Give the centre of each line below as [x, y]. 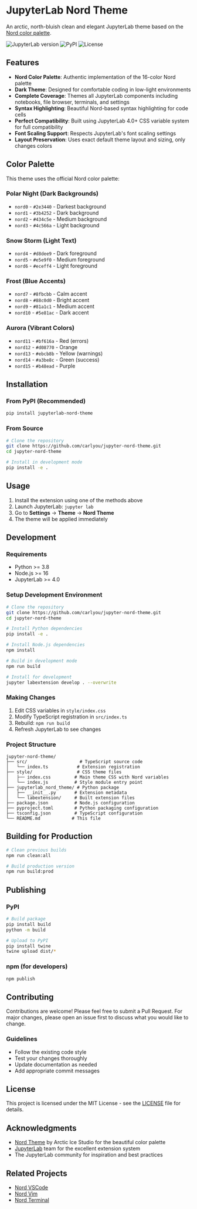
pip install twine [28, 946]
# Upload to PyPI [27, 940]
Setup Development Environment [54, 595]
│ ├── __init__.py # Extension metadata [67, 793]
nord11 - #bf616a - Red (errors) [52, 341]
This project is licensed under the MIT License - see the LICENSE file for [93, 1103]
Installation [27, 384]
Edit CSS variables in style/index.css [60, 710]
